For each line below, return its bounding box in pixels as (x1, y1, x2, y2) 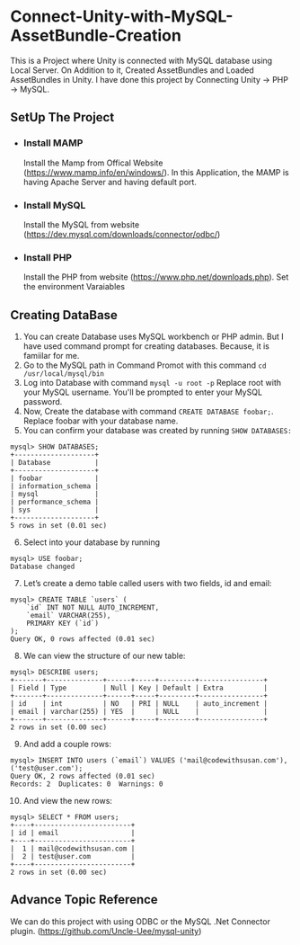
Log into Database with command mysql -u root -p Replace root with (22, 378, 282, 388)
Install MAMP (22, 137, 84, 149)
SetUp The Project (10, 110, 115, 125)
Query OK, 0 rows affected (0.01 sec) (10, 635, 155, 644)
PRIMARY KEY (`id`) (26, 619, 100, 629)
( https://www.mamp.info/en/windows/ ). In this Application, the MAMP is (22, 166, 290, 177)
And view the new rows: (22, 796, 113, 807)
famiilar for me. (22, 351, 80, 361)
